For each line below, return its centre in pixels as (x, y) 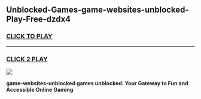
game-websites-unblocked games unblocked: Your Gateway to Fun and (97, 83)
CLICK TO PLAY (29, 37)
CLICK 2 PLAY (27, 59)
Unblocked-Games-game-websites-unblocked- (98, 10)
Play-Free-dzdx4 (39, 19)
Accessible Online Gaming (40, 89)
